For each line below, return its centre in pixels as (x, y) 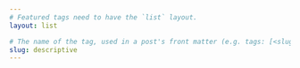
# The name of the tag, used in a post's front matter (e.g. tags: (137, 42)
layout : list (33, 26)
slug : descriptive (43, 49)
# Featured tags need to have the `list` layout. (104, 17)
